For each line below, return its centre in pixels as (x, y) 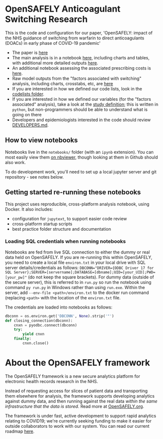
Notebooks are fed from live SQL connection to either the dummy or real (77, 252)
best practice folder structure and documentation (61, 229)
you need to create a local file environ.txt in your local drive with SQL (75, 262)
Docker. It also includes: (29, 209)
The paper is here (30, 53)
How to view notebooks (41, 140)
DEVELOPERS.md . (30, 125)
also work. (15, 162)
